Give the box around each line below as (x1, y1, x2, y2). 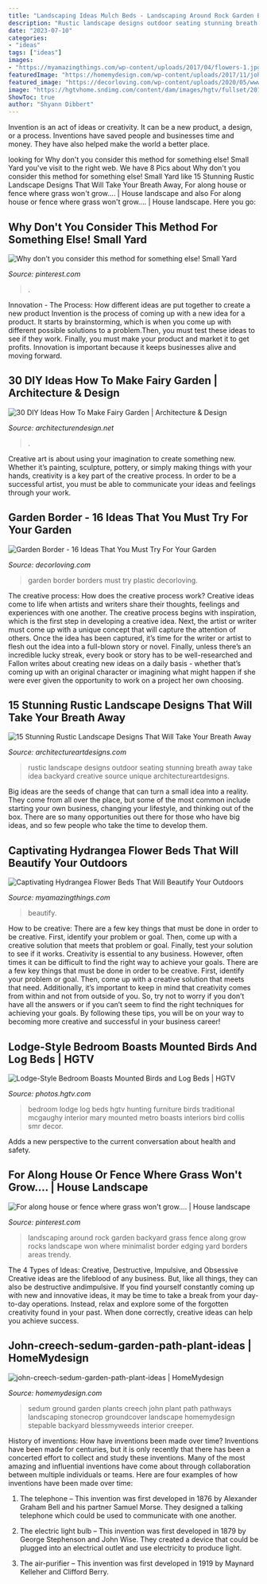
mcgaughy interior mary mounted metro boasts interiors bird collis (27, 1113, 245, 1122)
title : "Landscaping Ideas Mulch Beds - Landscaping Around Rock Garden (8, 11, 254, 20)
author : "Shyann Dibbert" (8, 100, 94, 108)
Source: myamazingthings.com (8, 893, 111, 903)
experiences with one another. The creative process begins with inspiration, (8, 607, 257, 618)
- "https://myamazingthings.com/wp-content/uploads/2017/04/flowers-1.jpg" (8, 64, 265, 72)
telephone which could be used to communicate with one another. (19, 1511, 237, 1520)
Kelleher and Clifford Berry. (19, 1566, 109, 1576)
